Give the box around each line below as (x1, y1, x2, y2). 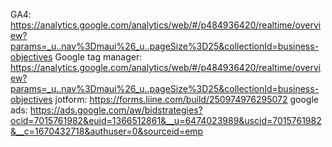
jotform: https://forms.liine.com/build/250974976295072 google (54, 94, 319, 105)
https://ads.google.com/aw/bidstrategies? (29, 104, 203, 116)
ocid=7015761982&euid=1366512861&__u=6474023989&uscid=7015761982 (10, 115, 322, 126)
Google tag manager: (54, 51, 143, 63)
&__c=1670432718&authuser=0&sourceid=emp (10, 125, 204, 137)
